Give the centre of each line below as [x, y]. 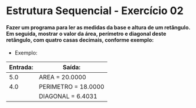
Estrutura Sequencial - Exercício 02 [95, 11]
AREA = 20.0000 [63, 77]
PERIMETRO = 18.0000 [71, 87]
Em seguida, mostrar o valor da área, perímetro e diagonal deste [86, 33]
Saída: [72, 67]
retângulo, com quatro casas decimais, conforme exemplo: [80, 40]
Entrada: [21, 67]
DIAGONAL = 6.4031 [68, 96]
